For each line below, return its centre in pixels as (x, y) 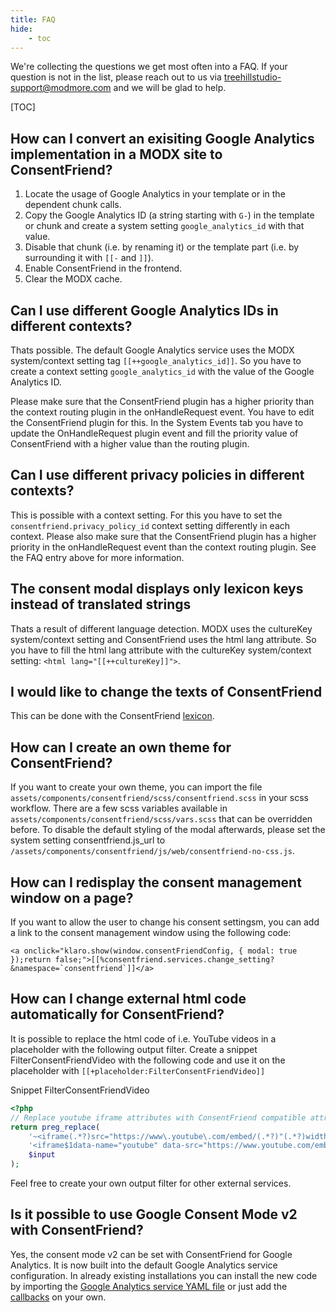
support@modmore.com (61, 88)
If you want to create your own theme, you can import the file (136, 787)
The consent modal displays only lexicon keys (157, 589)
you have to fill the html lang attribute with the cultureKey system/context (161, 650)
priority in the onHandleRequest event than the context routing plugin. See (163, 547)
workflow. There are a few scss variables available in (119, 808)
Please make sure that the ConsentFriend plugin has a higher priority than (162, 401)
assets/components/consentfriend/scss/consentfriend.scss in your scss (159, 798)
